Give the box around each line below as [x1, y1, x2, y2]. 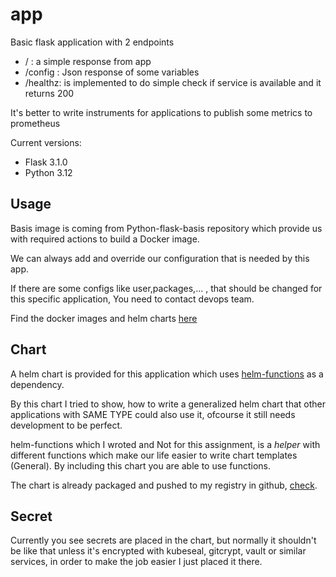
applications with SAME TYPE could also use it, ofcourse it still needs [10, 408, 296, 420]
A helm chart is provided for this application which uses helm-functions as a [10, 368, 324, 380]
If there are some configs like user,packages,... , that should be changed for [10, 282, 323, 294]
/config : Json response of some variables [24, 66, 200, 78]
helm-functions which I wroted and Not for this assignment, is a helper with [10, 438, 321, 450]
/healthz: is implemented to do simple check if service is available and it [24, 76, 322, 88]
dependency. [10, 378, 65, 390]
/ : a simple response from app [24, 55, 152, 67]
